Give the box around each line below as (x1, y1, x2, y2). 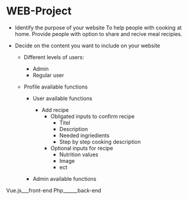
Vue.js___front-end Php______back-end (6, 187, 101, 194)
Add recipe (41, 106, 69, 113)
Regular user (32, 71, 64, 78)
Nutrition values (59, 151, 98, 158)
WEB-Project (6, 4, 72, 18)
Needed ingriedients (59, 132, 110, 139)
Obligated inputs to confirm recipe (50, 113, 135, 120)
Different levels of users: (23, 53, 85, 60)
